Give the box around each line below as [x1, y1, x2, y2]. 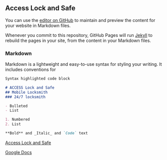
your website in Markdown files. [5, 22, 71, 28]
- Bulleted [5, 103, 28, 109]
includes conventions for [5, 67, 56, 73]
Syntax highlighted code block [5, 76, 70, 81]
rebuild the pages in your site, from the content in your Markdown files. [5, 37, 151, 43]
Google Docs [5, 149, 32, 155]
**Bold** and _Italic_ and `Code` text [5, 131, 88, 136]
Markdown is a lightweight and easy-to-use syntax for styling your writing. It [5, 61, 162, 67]
